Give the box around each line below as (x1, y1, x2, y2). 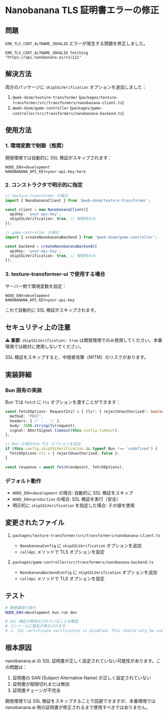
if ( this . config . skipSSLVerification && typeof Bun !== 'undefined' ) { (5, 446, 157, 451)
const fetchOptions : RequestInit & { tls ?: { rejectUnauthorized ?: (5, 409, 149, 415)
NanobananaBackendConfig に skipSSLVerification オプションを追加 (19, 569, 157, 575)
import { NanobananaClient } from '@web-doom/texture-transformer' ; (5, 198, 151, 203)
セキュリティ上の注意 (5, 323, 71, 332)
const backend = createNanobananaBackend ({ (5, 244, 97, 249)
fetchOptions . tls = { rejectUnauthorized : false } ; (9, 451, 120, 456)
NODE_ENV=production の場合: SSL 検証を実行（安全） (12, 496, 121, 502)
